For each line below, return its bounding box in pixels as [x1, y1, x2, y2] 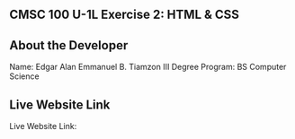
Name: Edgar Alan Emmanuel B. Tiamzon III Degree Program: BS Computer [9, 62, 287, 73]
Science [9, 71, 40, 82]
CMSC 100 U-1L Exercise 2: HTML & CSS [9, 7, 240, 22]
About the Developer [9, 38, 129, 53]
